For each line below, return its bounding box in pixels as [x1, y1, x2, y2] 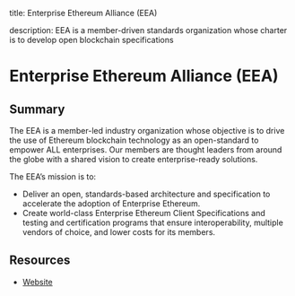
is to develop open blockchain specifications [9, 35, 174, 45]
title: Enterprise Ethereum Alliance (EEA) [9, 8, 158, 18]
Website [22, 276, 54, 287]
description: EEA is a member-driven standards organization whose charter [9, 25, 288, 35]
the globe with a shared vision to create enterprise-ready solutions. [9, 154, 258, 164]
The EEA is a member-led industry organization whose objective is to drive [9, 126, 285, 135]
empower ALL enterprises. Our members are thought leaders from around [9, 144, 282, 155]
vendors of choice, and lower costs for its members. [22, 227, 216, 237]
